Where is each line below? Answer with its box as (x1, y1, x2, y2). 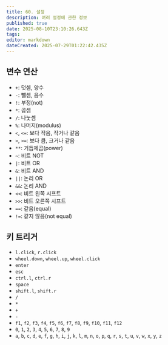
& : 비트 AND (15, 167, 44, 174)
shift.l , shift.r (15, 287, 57, 294)
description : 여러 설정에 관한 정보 (6, 15, 88, 21)
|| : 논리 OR (15, 174, 43, 182)
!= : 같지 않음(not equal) (15, 212, 73, 220)
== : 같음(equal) (15, 205, 52, 212)
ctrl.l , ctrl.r (15, 274, 52, 281)
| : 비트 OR (15, 159, 41, 166)
